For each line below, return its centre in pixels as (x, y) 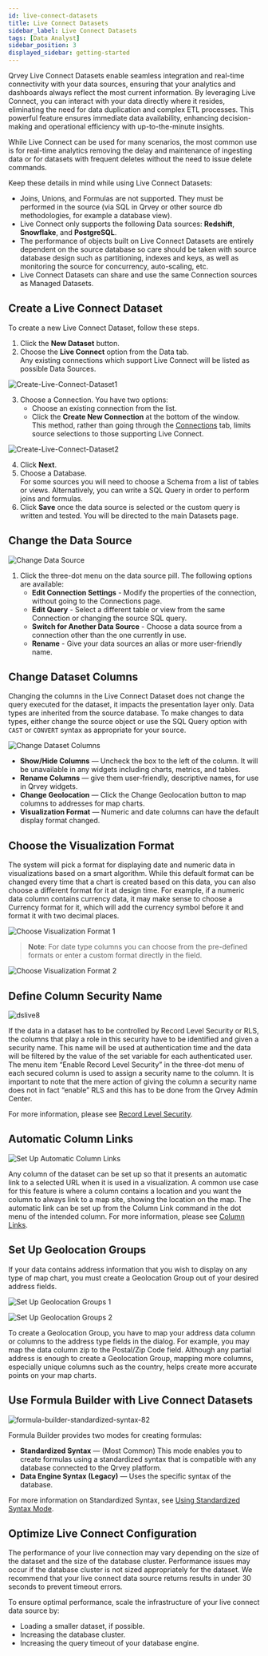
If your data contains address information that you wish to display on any (128, 1269)
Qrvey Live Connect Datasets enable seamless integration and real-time (126, 76)
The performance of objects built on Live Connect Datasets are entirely (136, 241)
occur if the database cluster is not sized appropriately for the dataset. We (130, 1570)
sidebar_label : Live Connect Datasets (73, 30)
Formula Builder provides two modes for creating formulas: (105, 1435)
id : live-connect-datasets (53, 16)
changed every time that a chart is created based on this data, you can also (132, 882)
